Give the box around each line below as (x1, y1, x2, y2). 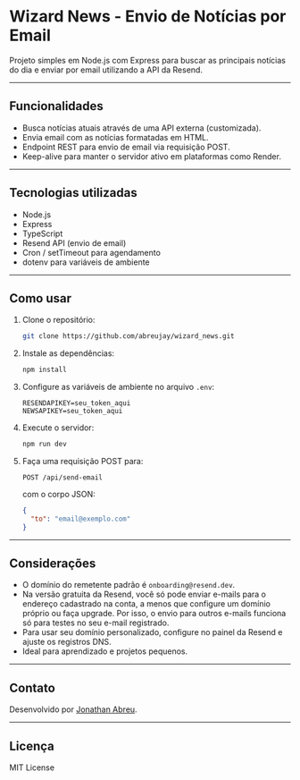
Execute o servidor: (21, 422, 95, 433)
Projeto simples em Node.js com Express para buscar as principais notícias (9, 55, 286, 65)
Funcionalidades (9, 98, 104, 114)
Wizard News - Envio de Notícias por (9, 6, 287, 27)
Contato (9, 680, 55, 695)
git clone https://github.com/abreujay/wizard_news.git (21, 332, 235, 341)
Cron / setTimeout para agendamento (21, 247, 161, 258)
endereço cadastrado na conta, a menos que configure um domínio (21, 598, 271, 609)
